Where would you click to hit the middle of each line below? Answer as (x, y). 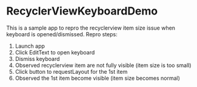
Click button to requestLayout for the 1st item (71, 71)
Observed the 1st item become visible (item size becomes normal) (98, 78)
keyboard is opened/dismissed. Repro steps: (62, 34)
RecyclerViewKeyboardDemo (82, 11)
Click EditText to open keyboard (55, 52)
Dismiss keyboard (37, 59)
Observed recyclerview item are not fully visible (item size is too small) (103, 65)
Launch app (30, 46)
